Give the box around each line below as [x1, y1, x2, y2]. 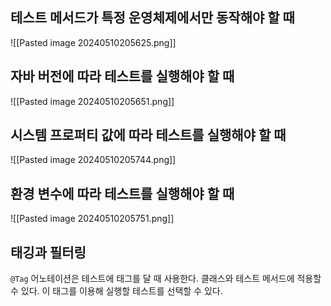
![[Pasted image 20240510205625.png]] [10, 36, 177, 48]
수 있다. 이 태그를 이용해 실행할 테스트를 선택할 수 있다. [10, 285, 223, 297]
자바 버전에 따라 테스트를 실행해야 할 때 [10, 68, 235, 85]
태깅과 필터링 [10, 244, 87, 261]
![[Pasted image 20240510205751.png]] [10, 213, 175, 225]
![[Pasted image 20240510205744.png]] [10, 154, 177, 166]
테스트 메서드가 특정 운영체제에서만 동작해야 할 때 [10, 9, 295, 27]
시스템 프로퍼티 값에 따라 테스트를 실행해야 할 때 [10, 127, 287, 144]
